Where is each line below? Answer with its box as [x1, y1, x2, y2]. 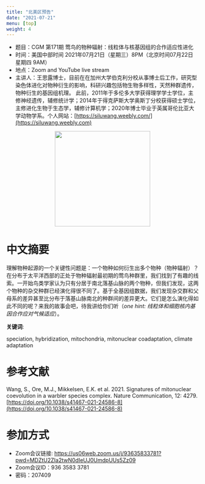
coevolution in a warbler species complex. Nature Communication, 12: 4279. [6, 392, 198, 400]
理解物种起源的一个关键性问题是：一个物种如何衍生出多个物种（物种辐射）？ [6, 264, 199, 272]
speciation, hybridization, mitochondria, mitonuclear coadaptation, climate [6, 335, 193, 342]
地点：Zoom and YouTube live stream [15, 67, 110, 74]
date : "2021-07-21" [6, 15, 56, 21]
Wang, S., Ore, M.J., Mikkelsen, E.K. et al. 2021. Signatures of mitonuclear [6, 386, 192, 393]
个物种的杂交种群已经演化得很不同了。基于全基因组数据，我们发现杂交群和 [6, 287, 193, 295]
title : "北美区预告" [6, 9, 54, 15]
